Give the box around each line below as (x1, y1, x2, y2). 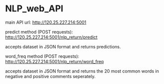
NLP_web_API (5, 3, 64, 14)
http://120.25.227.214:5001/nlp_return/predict (5, 34, 98, 40)
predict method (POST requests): (5, 29, 73, 35)
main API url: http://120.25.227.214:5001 (5, 19, 86, 25)
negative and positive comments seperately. (5, 73, 96, 79)
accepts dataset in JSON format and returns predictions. (5, 43, 121, 49)
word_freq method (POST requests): (5, 53, 80, 59)
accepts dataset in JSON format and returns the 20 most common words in (5, 68, 159, 74)
